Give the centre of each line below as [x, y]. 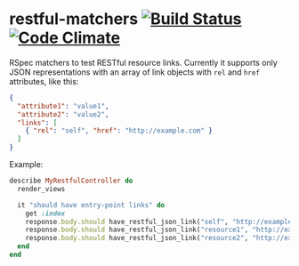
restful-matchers [74, 19]
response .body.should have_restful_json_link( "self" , [127, 222]
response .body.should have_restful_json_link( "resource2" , [137, 238]
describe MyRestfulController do [71, 181]
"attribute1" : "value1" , [63, 106]
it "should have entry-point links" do [91, 205]
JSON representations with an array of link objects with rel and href [135, 72]
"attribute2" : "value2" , [63, 114]
